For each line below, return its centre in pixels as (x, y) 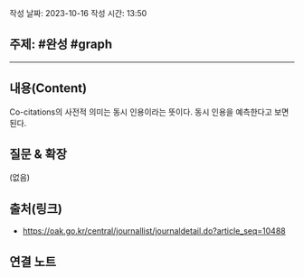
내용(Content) (48, 88)
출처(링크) (36, 209)
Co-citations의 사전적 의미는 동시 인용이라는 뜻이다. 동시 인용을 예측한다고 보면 (149, 112)
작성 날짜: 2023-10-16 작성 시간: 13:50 (78, 13)
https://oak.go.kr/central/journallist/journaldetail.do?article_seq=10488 (154, 231)
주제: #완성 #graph (61, 45)
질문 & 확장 (38, 155)
